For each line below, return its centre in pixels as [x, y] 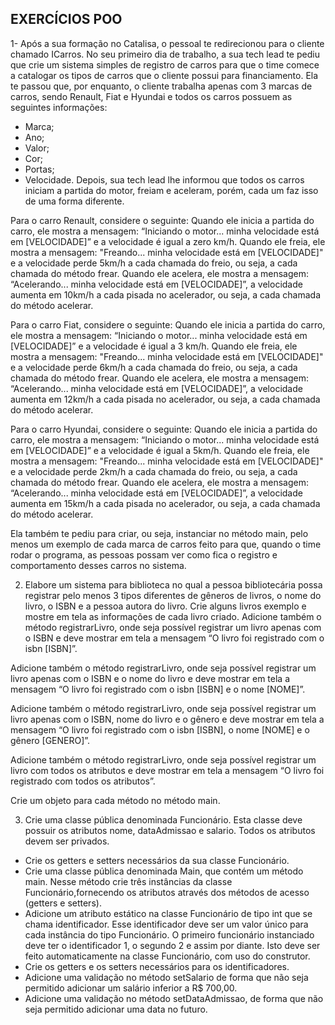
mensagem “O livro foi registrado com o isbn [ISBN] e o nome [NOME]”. [158, 689]
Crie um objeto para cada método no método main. [115, 800]
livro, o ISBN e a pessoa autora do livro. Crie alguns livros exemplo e [165, 606]
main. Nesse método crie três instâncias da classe [128, 881]
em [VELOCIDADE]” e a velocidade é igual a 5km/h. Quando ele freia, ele [160, 450]
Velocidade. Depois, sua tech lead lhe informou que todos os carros [164, 179]
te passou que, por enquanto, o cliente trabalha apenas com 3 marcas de [161, 86]
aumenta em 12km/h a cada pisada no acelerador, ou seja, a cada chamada [165, 399]
